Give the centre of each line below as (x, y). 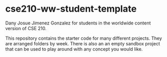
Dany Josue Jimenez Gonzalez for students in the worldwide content (78, 23)
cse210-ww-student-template (71, 9)
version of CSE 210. (26, 28)
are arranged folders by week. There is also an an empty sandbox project (83, 43)
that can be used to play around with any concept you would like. (74, 49)
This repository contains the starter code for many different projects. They (84, 38)
